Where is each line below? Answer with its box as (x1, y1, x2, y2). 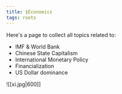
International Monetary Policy (14, 56, 89, 63)
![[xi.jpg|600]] (6, 80, 41, 88)
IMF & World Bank (14, 43, 60, 50)
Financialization (14, 62, 54, 70)
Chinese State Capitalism (14, 49, 78, 56)
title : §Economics (6, 8, 53, 15)
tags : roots (6, 15, 36, 21)
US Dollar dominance (14, 69, 68, 76)
